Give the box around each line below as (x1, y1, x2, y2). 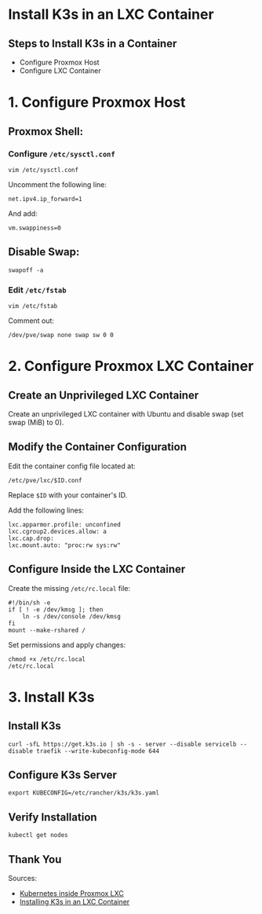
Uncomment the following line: (8, 179, 107, 189)
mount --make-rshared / (8, 626, 86, 634)
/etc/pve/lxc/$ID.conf (8, 476, 82, 484)
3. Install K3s (8, 688, 95, 706)
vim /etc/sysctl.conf (8, 166, 79, 174)
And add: (8, 208, 38, 218)
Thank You (8, 853, 62, 866)
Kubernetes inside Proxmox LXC (19, 889, 124, 898)
